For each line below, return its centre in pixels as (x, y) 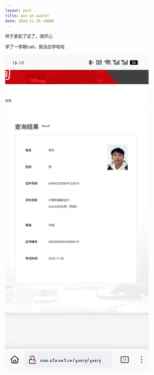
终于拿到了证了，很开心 (29, 36)
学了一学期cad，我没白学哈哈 (35, 47)
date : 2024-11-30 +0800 (30, 21)
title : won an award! (27, 16)
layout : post (19, 10)
